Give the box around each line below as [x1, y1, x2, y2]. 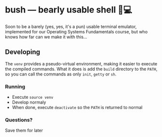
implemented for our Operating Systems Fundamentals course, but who [5, 29, 148, 34]
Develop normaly [12, 99, 46, 105]
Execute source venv [12, 94, 54, 100]
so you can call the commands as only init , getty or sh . [5, 71, 117, 77]
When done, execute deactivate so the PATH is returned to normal [12, 105, 143, 110]
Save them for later [5, 127, 44, 134]
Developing [5, 48, 40, 56]
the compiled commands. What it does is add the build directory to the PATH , [5, 66, 158, 72]
